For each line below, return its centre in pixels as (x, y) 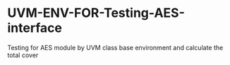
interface (35, 28)
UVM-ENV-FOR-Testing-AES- (96, 13)
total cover (23, 55)
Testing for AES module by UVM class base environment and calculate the (115, 47)
